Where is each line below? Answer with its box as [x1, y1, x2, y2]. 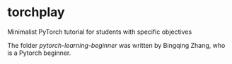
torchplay [7, 4, 65, 20]
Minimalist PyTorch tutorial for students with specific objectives [7, 27, 192, 36]
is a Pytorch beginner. [7, 49, 71, 57]
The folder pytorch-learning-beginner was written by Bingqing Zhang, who [7, 41, 226, 49]
